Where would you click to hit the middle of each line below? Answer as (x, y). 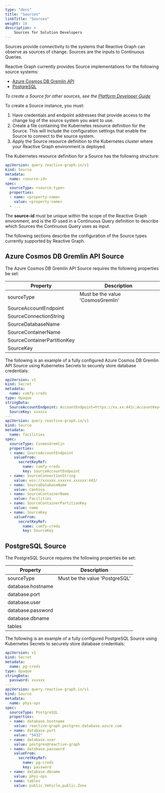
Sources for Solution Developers (48, 32)
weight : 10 (16, 23)
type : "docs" (18, 10)
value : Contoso (29, 490)
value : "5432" (28, 735)
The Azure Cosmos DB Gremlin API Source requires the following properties (82, 268)
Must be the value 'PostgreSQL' (95, 578)
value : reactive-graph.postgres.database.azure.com (68, 726)
